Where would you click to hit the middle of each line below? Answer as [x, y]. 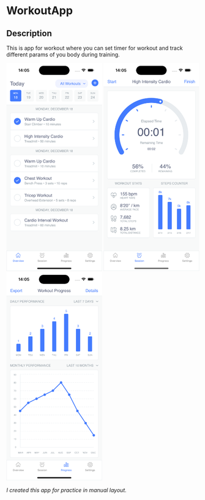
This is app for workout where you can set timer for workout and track [95, 48]
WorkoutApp [40, 11]
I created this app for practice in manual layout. [66, 490]
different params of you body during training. [63, 55]
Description [29, 33]
